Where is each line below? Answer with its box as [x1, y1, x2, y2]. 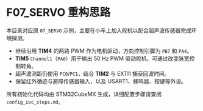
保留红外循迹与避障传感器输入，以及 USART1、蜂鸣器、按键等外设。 [15, 77, 187, 85]
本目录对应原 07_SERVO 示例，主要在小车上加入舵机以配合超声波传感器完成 [6, 27, 192, 34]
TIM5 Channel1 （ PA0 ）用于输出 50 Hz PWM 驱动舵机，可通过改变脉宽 [15, 55, 190, 62]
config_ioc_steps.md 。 [6, 98, 64, 105]
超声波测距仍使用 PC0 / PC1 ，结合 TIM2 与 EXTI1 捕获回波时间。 [15, 70, 170, 77]
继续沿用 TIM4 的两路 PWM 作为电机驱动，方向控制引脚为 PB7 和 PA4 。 [15, 47, 193, 55]
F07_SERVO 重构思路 [6, 5, 111, 19]
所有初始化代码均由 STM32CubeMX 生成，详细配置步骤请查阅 [6, 90, 162, 98]
